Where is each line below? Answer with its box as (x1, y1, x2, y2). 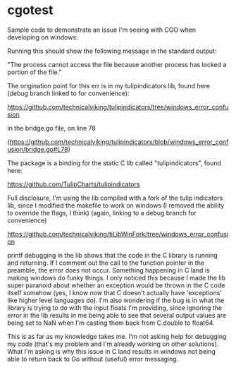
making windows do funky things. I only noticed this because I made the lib (7, 273, 226, 282)
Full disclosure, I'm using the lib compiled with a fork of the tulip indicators (7, 193, 223, 202)
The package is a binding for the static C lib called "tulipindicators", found (7, 158, 222, 167)
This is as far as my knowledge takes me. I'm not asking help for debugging (7, 332, 227, 340)
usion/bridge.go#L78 (7, 145, 68, 153)
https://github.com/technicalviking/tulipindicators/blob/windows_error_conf (9, 137, 229, 146)
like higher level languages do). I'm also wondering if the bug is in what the (7, 296, 225, 304)
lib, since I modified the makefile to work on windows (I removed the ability (7, 201, 225, 210)
